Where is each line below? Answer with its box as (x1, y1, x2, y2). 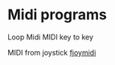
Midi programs (7, 6, 108, 24)
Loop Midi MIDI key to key (7, 32, 94, 42)
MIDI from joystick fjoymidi (7, 47, 97, 57)
